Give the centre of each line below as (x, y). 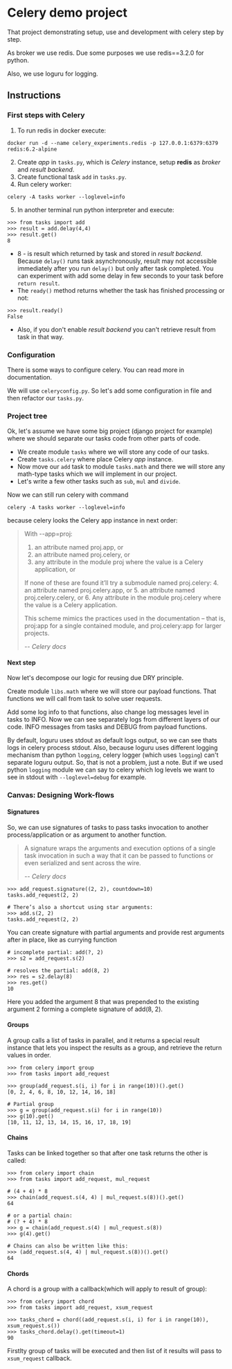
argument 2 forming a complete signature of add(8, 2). (85, 1009)
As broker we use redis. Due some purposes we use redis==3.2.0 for (106, 53)
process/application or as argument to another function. (87, 835)
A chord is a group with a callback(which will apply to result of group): (107, 1289)
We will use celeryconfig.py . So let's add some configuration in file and (110, 391)
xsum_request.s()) (34, 1326)
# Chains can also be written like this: (68, 1246)
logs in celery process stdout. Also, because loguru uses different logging (113, 748)
